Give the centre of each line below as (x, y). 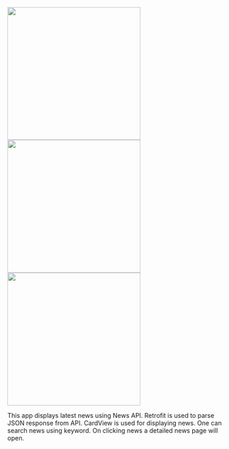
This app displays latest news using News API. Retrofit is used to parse (111, 415)
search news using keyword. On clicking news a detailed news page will (113, 431)
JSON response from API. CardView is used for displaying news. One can (114, 423)
